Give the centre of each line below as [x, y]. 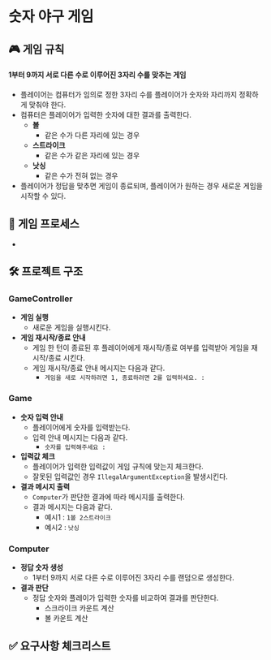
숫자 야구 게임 [51, 17]
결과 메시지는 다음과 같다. [73, 507]
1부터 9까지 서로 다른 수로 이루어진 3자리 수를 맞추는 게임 [97, 75]
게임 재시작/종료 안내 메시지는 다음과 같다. [99, 368]
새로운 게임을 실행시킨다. [71, 328]
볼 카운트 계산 [66, 618]
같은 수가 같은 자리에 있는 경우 [92, 155]
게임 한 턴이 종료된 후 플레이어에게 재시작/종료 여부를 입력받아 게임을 [141, 348]
